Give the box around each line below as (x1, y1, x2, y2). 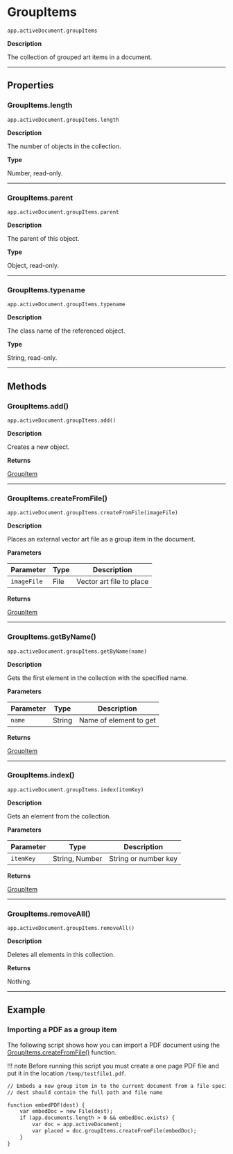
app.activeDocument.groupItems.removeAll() (7, 925, 135, 932)
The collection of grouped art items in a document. (7, 53, 153, 61)
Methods (7, 380, 47, 392)
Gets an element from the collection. (7, 812, 112, 820)
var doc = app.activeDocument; (32, 1121, 123, 1128)
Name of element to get (78, 715, 156, 725)
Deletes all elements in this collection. (7, 951, 115, 959)
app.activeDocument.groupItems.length (7, 116, 119, 123)
